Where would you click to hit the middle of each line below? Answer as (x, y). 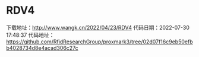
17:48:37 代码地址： (30, 35)
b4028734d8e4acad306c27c (42, 47)
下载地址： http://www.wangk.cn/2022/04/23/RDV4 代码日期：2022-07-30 (98, 27)
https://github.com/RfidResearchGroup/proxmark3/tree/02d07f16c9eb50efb (99, 42)
